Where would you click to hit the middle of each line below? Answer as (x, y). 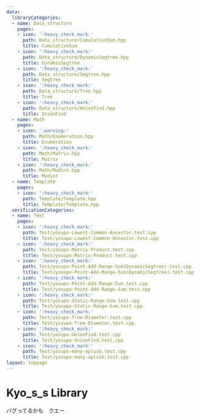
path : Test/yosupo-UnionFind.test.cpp (71, 334)
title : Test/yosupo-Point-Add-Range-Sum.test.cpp (86, 289)
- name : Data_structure (42, 23)
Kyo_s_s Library (47, 393)
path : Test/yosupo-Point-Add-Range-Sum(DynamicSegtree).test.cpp (107, 267)
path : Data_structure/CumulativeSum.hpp (74, 40)
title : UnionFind (44, 114)
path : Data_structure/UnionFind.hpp (69, 108)
